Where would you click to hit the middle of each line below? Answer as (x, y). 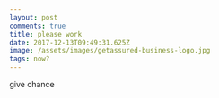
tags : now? (30, 59)
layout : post (34, 17)
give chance (32, 84)
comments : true (38, 26)
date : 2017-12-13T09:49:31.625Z (70, 42)
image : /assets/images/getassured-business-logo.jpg (110, 51)
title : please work (46, 34)
